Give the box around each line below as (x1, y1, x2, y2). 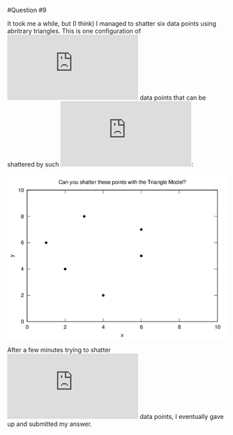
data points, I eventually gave (139, 413, 225, 420)
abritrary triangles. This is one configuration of (7, 27, 142, 35)
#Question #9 (7, 6, 47, 14)
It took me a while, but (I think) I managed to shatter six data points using (7, 20, 217, 27)
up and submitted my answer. (7, 420, 93, 428)
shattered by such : (7, 160, 194, 168)
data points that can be (139, 93, 206, 102)
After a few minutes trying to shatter (7, 346, 112, 354)
